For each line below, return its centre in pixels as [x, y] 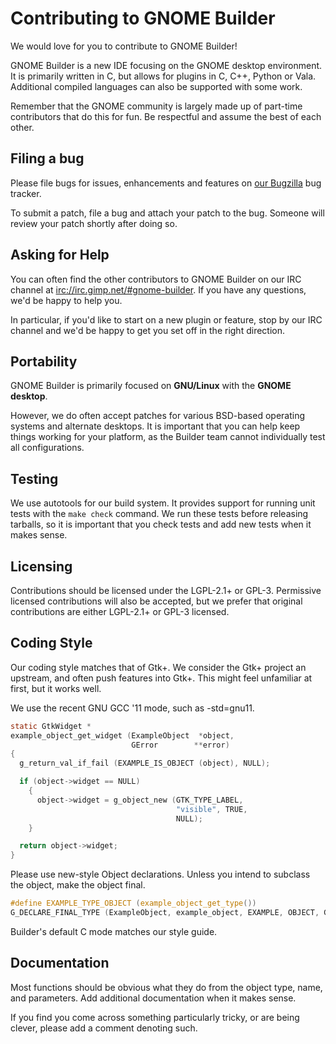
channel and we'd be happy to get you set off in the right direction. [147, 330]
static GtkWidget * [51, 726]
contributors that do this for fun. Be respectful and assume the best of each [166, 116]
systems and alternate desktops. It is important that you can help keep [155, 426]
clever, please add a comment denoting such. [104, 1028]
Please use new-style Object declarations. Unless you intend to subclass [160, 874]
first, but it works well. [56, 688]
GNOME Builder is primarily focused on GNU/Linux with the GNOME [151, 386]
